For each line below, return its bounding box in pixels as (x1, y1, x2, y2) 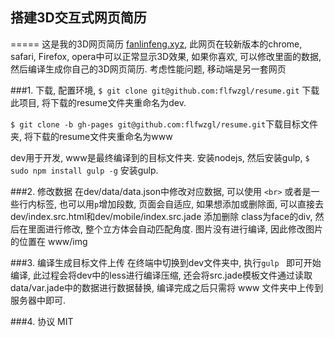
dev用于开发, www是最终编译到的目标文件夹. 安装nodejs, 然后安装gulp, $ (10, 151, 310, 163)
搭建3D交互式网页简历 (10, 9, 147, 27)
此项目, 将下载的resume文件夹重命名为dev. (10, 96, 187, 108)
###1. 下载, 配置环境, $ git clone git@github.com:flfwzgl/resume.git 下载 (10, 84, 320, 96)
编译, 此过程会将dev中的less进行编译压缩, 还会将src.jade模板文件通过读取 (10, 269, 313, 281)
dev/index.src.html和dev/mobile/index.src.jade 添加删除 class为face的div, (10, 210, 313, 222)
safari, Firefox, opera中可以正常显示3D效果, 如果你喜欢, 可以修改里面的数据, (10, 50, 322, 62)
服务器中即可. (10, 294, 67, 306)
